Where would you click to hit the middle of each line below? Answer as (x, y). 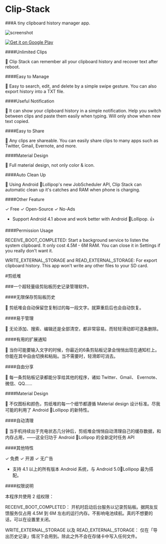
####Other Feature (25, 199)
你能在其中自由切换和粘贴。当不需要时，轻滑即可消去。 (61, 356)
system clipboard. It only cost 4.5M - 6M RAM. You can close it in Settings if (83, 245)
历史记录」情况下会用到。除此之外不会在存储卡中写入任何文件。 (74, 536)
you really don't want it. (29, 250)
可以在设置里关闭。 (33, 519)
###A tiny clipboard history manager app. (48, 23)
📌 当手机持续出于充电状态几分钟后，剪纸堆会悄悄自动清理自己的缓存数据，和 (83, 431)
